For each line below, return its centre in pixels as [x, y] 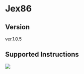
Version [17, 27]
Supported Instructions [42, 54]
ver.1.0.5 [13, 39]
